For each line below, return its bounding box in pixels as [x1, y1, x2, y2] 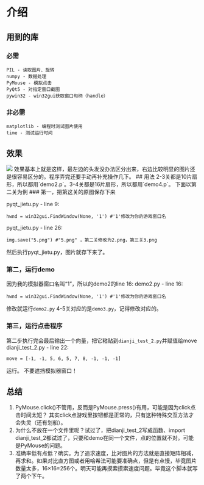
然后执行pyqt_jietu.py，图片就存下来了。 [6, 248, 108, 256]
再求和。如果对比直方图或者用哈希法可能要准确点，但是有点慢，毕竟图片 [15, 457, 197, 464]
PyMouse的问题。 [20, 442, 66, 449]
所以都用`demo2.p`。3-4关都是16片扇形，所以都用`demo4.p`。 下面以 [16, 181, 192, 188]
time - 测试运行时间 [6, 130, 53, 136]
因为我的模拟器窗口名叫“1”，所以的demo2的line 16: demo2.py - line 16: [6, 280, 183, 287]
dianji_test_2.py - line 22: [6, 343, 69, 351]
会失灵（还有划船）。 [15, 419, 66, 426]
